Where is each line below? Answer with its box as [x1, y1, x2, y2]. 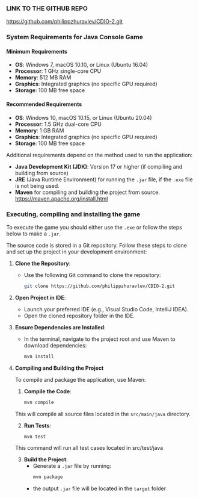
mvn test [23, 434, 46, 440]
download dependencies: [23, 341, 87, 349]
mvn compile [23, 399, 54, 405]
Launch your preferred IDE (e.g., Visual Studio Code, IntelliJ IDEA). [23, 305, 189, 313]
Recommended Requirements [6, 101, 82, 108]
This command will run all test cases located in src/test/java [14, 444, 164, 452]
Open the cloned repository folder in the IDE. [23, 312, 135, 319]
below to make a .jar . [6, 230, 61, 237]
